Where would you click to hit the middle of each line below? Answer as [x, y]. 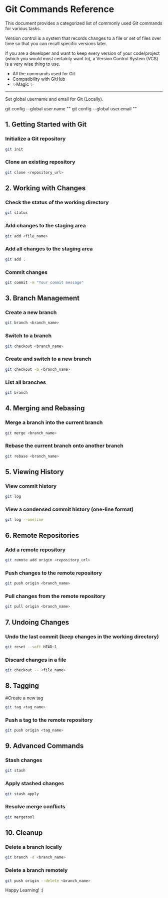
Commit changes [26, 272]
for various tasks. [23, 28]
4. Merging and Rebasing [45, 408]
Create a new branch [31, 313]
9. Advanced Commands [44, 746]
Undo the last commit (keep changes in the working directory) [82, 637]
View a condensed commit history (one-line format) [69, 509]
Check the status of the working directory [57, 202]
